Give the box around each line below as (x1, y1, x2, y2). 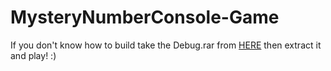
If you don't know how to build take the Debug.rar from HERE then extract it (10, 39, 322, 51)
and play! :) (10, 49, 57, 61)
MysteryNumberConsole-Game (10, 6, 280, 29)
